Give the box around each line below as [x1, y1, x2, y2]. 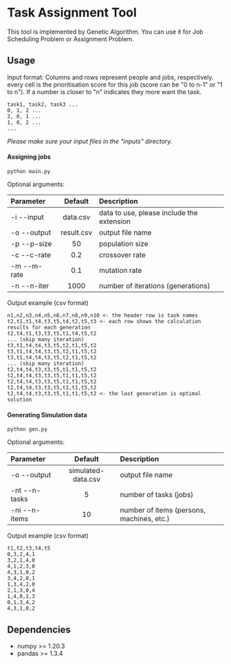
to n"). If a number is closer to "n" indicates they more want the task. [7, 87, 201, 96]
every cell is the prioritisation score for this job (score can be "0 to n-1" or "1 [7, 80, 223, 89]
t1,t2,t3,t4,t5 [7, 545, 51, 552]
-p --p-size [10, 239, 52, 248]
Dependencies [7, 623, 71, 635]
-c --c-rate [10, 250, 52, 259]
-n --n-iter [10, 280, 49, 290]
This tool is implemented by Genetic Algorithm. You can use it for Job [7, 27, 204, 36]
